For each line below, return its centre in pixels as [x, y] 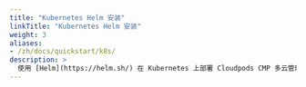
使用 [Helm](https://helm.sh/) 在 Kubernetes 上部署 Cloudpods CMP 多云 [153, 69]
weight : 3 [28, 34]
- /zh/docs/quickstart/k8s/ [63, 52]
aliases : [26, 43]
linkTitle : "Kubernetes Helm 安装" [76, 26]
